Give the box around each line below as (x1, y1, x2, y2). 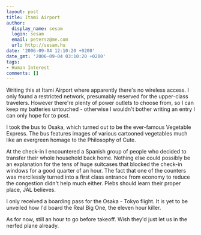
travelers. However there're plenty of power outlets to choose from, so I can (6, 100, 194, 107)
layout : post (6, 8, 39, 15)
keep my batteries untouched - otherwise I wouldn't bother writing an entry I (6, 106, 196, 113)
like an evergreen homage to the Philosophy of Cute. (6, 136, 136, 144)
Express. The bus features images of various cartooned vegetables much (6, 130, 188, 137)
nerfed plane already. (6, 222, 59, 230)
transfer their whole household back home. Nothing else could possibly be (6, 154, 191, 162)
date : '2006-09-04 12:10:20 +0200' (6, 48, 95, 54)
